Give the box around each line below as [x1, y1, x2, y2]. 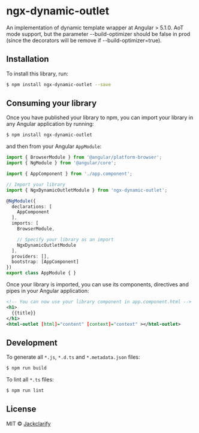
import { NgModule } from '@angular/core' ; [6, 160, 117, 166]
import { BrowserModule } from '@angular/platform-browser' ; [6, 155, 162, 161]
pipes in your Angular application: [6, 287, 89, 295]
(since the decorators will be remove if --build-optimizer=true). [6, 37, 162, 44]
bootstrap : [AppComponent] [11, 259, 79, 265]
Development [6, 337, 58, 348]
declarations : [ [11, 204, 52, 210]
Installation [6, 54, 49, 64]
